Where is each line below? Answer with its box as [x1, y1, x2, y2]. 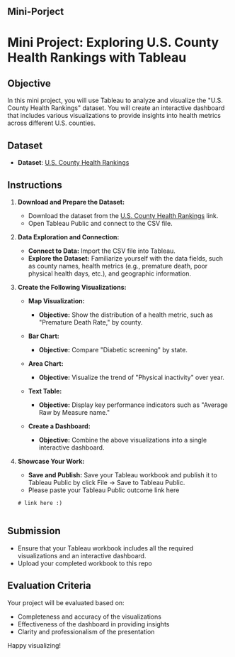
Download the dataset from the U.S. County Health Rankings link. [28, 212, 219, 220]
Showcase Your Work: [17, 457, 85, 466]
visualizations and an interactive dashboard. [17, 551, 147, 560]
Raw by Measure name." [38, 408, 110, 417]
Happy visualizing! [7, 641, 62, 649]
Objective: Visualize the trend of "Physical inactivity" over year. [38, 373, 225, 382]
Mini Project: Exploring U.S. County [7, 34, 219, 50]
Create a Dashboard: [28, 422, 91, 430]
